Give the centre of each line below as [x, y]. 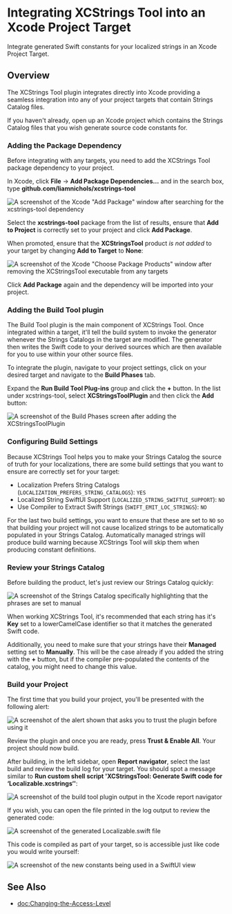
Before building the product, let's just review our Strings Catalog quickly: [110, 582]
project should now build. [43, 748]
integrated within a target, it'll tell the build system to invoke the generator [112, 332]
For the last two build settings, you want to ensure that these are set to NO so [116, 520]
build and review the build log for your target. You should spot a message [112, 769]
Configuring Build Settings [52, 442]
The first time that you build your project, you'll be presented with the [106, 699]
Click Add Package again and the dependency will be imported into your [110, 285]
